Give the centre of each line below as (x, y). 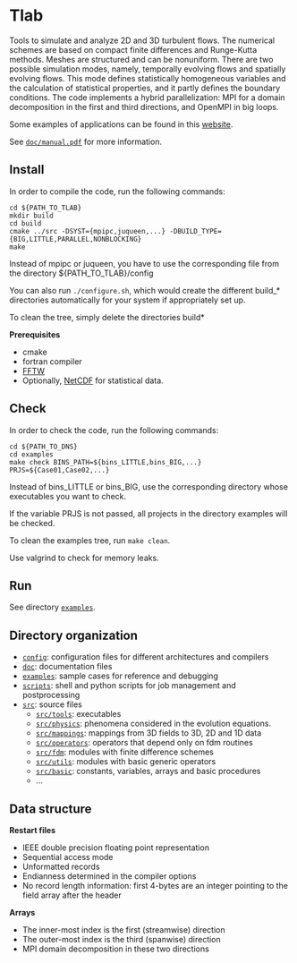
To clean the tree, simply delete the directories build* (107, 317)
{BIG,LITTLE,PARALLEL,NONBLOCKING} (76, 239)
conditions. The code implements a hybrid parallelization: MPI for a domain (147, 97)
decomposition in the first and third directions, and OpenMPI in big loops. (144, 107)
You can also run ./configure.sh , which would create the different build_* (145, 290)
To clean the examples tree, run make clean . (90, 540)
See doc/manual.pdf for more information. (86, 141)
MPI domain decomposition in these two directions (116, 949)
